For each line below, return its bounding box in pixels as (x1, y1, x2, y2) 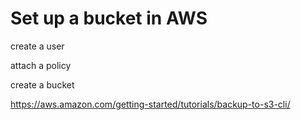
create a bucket (10, 78, 75, 91)
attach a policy (10, 59, 72, 71)
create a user (10, 40, 65, 52)
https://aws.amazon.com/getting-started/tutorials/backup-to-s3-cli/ (10, 98, 291, 110)
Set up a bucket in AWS (10, 7, 208, 30)
